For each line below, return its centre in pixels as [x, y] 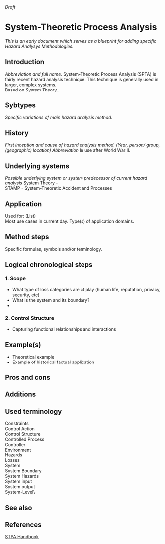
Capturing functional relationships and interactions [64, 329]
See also [19, 507]
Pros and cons [28, 378]
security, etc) [26, 295]
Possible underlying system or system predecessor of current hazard [76, 178]
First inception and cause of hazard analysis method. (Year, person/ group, [82, 145]
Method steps [27, 237]
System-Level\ [20, 492]
